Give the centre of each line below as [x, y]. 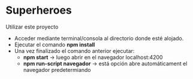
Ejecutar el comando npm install [55, 45]
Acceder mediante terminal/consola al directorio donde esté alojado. [99, 38]
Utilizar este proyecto [32, 27]
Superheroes [39, 10]
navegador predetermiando [57, 69]
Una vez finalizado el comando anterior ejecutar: [74, 50]
